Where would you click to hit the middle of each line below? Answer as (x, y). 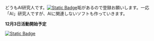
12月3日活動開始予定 (26, 24)
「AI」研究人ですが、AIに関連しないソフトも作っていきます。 (66, 14)
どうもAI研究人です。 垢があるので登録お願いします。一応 (77, 7)
